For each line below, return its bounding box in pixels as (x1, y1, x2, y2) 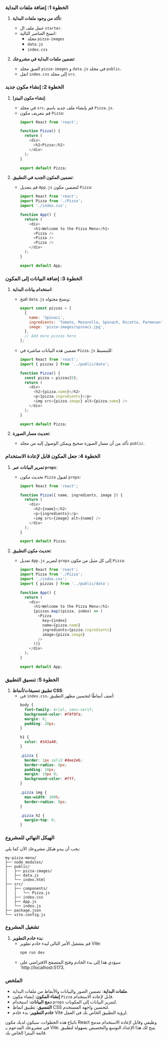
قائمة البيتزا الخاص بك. (5, 1030, 47, 1035)
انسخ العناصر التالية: (19, 31, 57, 37)
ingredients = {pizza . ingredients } (42, 627, 112, 632)
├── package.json (5, 907, 41, 913)
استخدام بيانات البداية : (12, 287, 53, 293)
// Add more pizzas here (24, 334, 76, 339)
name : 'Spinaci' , (29, 315, 65, 320)
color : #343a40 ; (24, 739, 58, 744)
